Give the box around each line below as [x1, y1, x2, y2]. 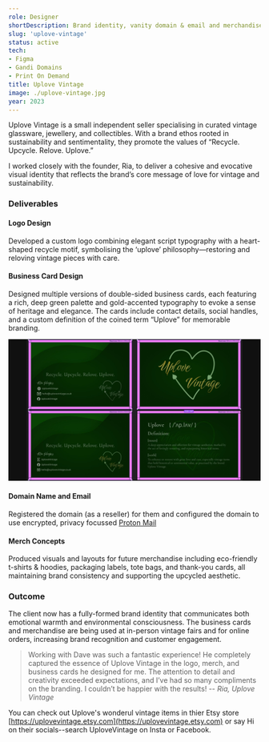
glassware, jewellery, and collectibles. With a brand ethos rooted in [8, 129, 230, 138]
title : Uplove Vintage [8, 80, 84, 88]
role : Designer [8, 13, 59, 21]
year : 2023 [8, 97, 45, 106]
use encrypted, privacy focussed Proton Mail [8, 517, 157, 527]
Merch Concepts [8, 536, 66, 546]
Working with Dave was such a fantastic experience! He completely [27, 650, 251, 660]
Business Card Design [8, 271, 84, 281]
